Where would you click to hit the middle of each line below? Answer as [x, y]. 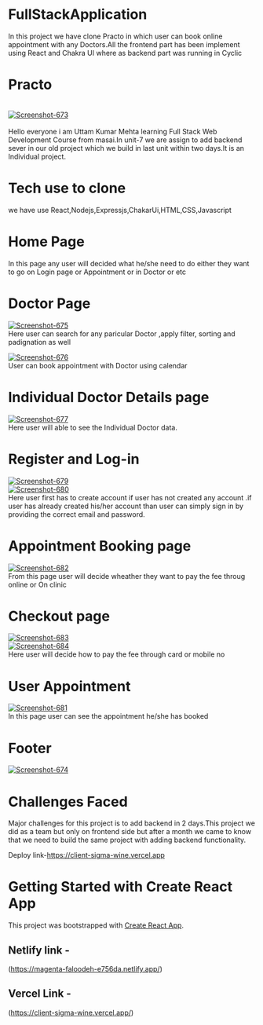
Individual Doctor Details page [109, 397]
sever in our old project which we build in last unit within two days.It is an [126, 148]
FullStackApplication [78, 15]
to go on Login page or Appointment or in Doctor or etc [97, 272]
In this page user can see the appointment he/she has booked [108, 716]
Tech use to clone [67, 188]
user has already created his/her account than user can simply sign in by [126, 506]
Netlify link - [39, 950]
